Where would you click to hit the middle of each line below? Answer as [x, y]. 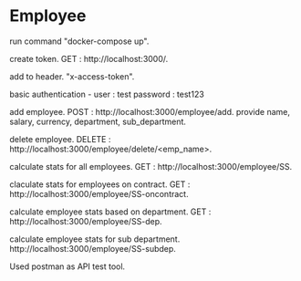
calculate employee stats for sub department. [95, 239]
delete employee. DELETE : [60, 139]
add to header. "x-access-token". [72, 76]
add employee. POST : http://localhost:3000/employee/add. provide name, [150, 111]
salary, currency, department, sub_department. [98, 121]
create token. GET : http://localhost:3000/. [89, 58]
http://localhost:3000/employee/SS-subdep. [93, 248]
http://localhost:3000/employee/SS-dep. [86, 221]
